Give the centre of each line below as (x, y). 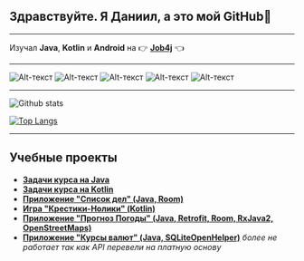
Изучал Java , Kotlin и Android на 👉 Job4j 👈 (97, 47)
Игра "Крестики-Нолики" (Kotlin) (89, 208)
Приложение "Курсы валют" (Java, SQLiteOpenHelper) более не (150, 237)
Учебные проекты (63, 158)
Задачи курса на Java (66, 179)
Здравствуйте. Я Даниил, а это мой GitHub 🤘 (141, 17)
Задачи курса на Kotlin (68, 189)
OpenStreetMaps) (57, 227)
